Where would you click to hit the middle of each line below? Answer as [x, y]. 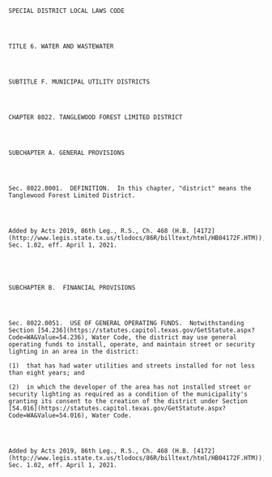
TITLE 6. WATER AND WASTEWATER [61, 46]
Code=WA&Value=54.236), [49, 337]
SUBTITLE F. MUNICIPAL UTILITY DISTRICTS [79, 82]
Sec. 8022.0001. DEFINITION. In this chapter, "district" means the [130, 188]
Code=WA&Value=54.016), [49, 415]
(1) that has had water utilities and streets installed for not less [132, 366]
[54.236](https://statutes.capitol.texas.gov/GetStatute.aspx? [146, 330]
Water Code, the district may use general [164, 337]
